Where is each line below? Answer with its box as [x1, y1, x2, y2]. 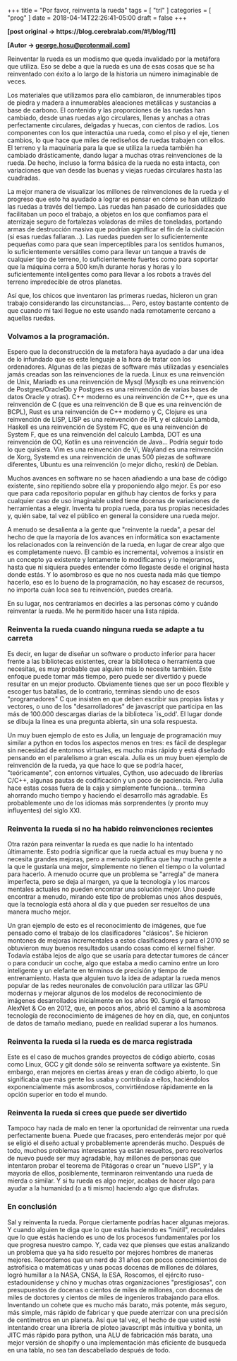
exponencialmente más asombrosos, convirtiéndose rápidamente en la [7, 1083, 214, 1091]
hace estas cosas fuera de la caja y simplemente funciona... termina [7, 783, 206, 792]
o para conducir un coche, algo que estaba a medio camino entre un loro [7, 958, 219, 967]
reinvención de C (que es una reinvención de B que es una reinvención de [7, 400, 222, 409]
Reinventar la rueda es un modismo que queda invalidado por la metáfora [7, 54, 221, 63]
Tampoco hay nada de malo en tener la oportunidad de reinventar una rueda [7, 1124, 229, 1132]
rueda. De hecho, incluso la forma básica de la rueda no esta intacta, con [7, 159, 220, 167]
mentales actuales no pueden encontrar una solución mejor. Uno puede [7, 885, 216, 893]
